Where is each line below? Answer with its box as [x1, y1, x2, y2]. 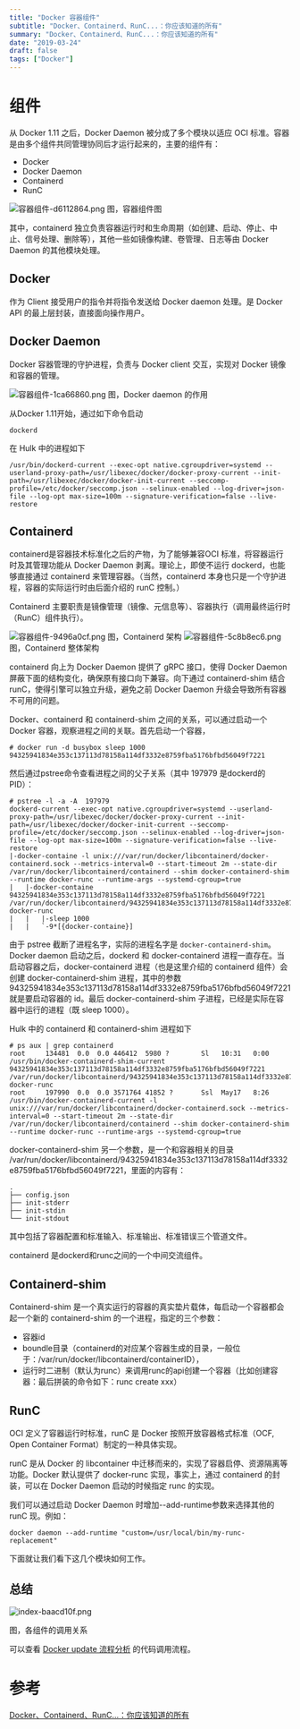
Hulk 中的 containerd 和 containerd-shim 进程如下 [9, 1024, 192, 1035]
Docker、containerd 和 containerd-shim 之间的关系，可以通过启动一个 [9, 714, 268, 725]
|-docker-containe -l [9, 852, 90, 861]
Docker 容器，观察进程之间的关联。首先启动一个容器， [9, 726, 211, 737]
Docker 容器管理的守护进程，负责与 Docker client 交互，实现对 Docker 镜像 [9, 359, 287, 370]
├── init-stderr [9, 1198, 70, 1208]
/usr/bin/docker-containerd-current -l [9, 1096, 158, 1105]
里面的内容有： [130, 1165, 187, 1176]
